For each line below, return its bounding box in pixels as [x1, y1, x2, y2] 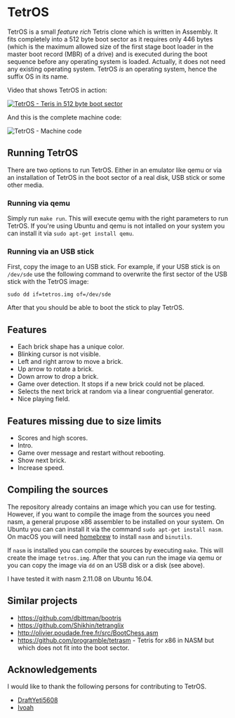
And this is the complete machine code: [7, 113, 122, 122]
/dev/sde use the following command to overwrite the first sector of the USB [7, 270, 228, 278]
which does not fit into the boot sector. [17, 644, 130, 652]
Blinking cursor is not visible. [17, 350, 101, 358]
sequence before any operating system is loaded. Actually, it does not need [7, 57, 226, 65]
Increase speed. [17, 463, 65, 471]
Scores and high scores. [17, 433, 88, 442]
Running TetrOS [7, 147, 79, 159]
